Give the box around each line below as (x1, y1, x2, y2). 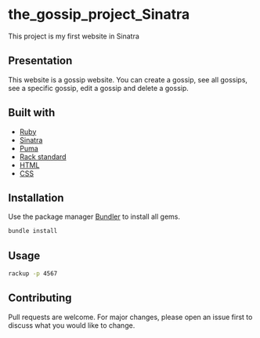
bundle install (8, 227, 58, 235)
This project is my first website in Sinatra (8, 31, 139, 41)
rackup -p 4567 (8, 270, 58, 278)
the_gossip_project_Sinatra (8, 5, 190, 24)
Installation (8, 191, 64, 205)
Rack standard (19, 151, 67, 162)
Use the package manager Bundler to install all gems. (8, 212, 181, 221)
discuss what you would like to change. (8, 320, 135, 330)
